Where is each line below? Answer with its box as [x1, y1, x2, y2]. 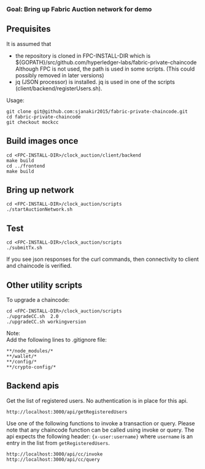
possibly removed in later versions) [15, 71, 104, 79]
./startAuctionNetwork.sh [6, 206, 72, 213]
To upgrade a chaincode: [6, 296, 70, 303]
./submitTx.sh [6, 245, 43, 251]
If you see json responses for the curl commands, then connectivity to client [6, 255, 199, 263]
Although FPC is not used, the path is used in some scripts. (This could [15, 65, 195, 72]
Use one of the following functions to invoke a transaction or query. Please [6, 419, 195, 427]
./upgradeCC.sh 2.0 [6, 313, 60, 319]
